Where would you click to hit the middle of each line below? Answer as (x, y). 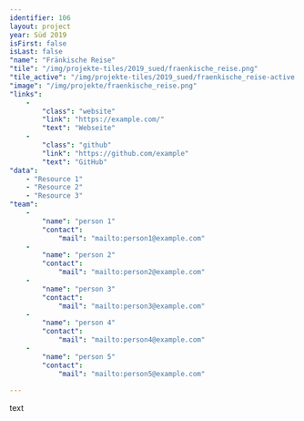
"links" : (26, 94)
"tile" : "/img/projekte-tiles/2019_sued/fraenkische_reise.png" (134, 69)
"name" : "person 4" (79, 323)
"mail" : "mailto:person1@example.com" (132, 238)
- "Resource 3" (55, 196)
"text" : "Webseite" (79, 128)
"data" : (24, 170)
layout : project (40, 26)
